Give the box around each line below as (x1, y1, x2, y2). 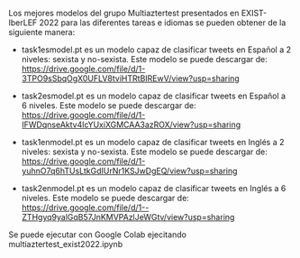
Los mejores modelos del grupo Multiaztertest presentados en (8, 8, 240, 18)
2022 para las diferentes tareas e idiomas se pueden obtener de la (39, 17, 286, 28)
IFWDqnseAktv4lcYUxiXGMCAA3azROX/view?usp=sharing (21, 119, 241, 130)
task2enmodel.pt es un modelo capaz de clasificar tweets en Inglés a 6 (21, 183, 286, 193)
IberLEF (8, 17, 38, 28)
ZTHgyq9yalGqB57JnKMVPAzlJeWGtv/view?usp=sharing (21, 212, 235, 222)
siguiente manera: (8, 27, 76, 37)
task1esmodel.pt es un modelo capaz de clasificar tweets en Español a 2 (21, 44, 292, 55)
